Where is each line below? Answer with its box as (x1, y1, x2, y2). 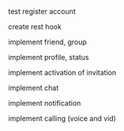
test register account (8, 7, 77, 16)
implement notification (8, 99, 81, 107)
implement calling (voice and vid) (8, 114, 117, 123)
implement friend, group (8, 37, 87, 47)
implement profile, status (8, 53, 89, 62)
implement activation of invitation (8, 68, 117, 77)
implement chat (8, 83, 59, 92)
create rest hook (8, 22, 62, 31)
